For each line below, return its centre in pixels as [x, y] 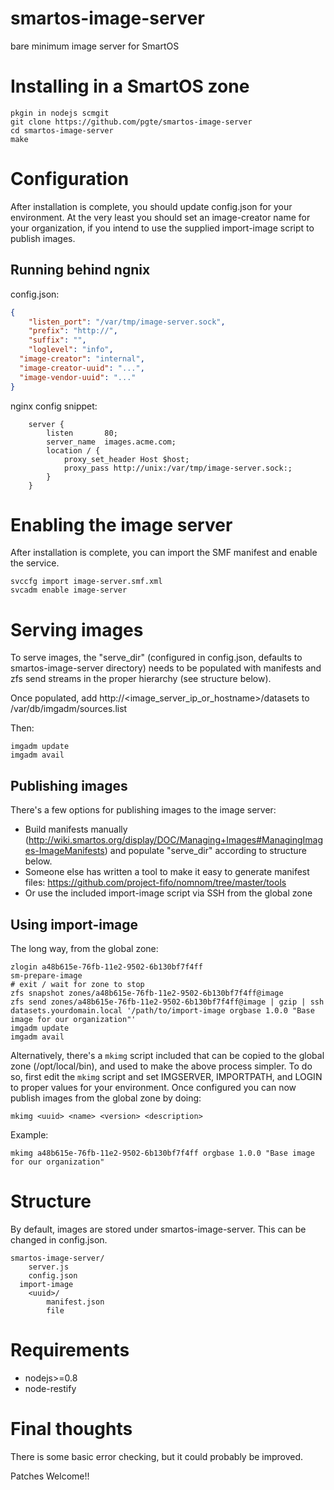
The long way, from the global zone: [84, 948]
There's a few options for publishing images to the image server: [143, 810]
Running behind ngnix [80, 270]
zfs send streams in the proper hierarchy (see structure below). [141, 679]
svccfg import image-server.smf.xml [86, 582]
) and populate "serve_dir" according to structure [205, 851]
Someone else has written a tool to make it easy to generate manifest [167, 872]
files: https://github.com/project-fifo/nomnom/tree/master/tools [155, 883]
